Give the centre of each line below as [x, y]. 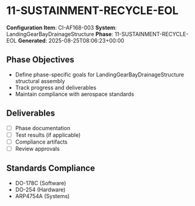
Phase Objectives [40, 60]
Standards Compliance [51, 168]
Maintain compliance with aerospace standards [75, 94]
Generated [32, 40]
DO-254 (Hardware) [40, 189]
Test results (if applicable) [48, 134]
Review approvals [37, 149]
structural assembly [40, 81]
